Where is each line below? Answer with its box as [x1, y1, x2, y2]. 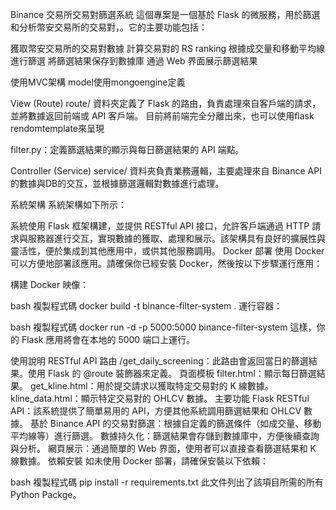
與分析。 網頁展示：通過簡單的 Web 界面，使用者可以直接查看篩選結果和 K [10, 443, 317, 454]
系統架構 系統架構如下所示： [10, 199, 127, 210]
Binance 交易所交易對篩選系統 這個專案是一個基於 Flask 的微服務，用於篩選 [10, 9, 321, 20]
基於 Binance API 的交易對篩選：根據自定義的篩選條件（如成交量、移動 [29, 418, 322, 429]
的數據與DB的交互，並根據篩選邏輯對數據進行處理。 [10, 178, 225, 189]
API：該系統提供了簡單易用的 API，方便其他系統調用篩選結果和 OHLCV [10, 405, 302, 417]
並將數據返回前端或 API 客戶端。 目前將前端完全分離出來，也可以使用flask [10, 110, 315, 122]
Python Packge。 [10, 489, 82, 500]
